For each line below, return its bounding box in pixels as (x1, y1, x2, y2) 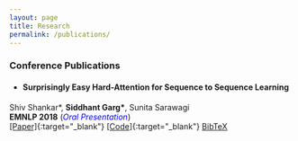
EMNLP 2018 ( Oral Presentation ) (9, 111, 131, 122)
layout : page (9, 13, 59, 22)
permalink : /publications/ (9, 30, 111, 39)
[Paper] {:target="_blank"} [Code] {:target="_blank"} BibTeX (9, 120, 228, 131)
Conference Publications (9, 59, 121, 72)
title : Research (9, 22, 70, 31)
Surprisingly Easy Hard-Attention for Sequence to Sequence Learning (22, 82, 290, 93)
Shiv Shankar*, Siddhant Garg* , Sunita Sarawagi (9, 101, 190, 112)
